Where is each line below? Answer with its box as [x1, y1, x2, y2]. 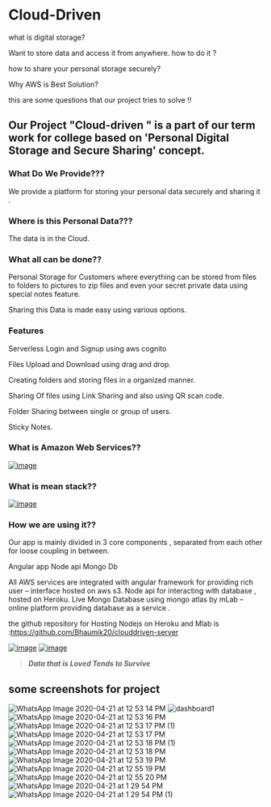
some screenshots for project [8, 682, 161, 696]
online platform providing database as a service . [8, 603, 171, 613]
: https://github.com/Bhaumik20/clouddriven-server [8, 627, 179, 637]
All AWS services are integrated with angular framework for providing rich [8, 577, 254, 587]
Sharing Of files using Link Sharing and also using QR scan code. [8, 391, 224, 400]
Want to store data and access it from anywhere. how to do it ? [8, 48, 217, 57]
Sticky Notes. [8, 422, 53, 432]
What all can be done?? [8, 253, 102, 264]
